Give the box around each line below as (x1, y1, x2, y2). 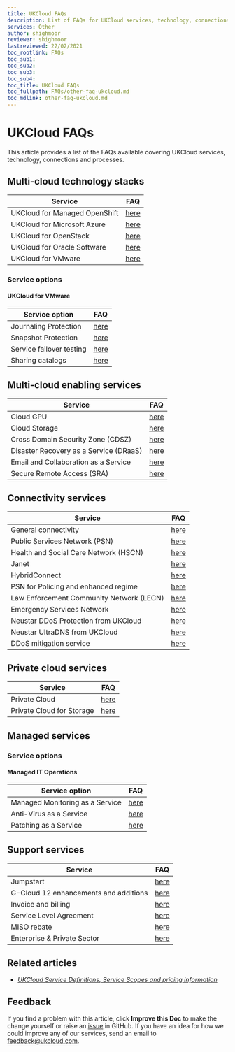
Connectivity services (7, 492, 106, 504)
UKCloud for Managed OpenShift (10, 208, 119, 217)
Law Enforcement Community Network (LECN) (10, 593, 164, 603)
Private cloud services (7, 662, 107, 674)
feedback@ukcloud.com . (7, 1037, 80, 1045)
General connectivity (10, 525, 79, 535)
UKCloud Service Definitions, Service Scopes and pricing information (17, 976, 218, 984)
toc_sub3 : (7, 69, 36, 75)
